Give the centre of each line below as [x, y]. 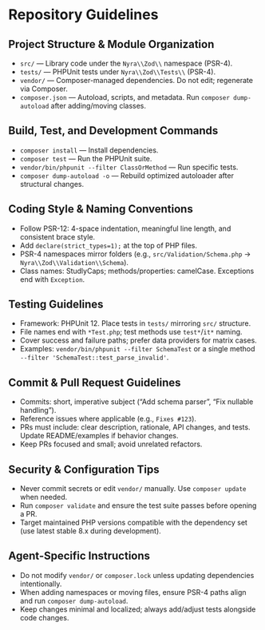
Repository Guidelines [83, 15]
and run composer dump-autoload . [74, 600]
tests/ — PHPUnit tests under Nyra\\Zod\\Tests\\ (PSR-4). [118, 72]
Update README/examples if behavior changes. [99, 436]
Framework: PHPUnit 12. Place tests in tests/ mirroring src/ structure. [135, 323]
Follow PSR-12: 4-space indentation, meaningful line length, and [125, 228]
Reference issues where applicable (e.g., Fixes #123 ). [108, 419]
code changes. [44, 617]
